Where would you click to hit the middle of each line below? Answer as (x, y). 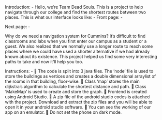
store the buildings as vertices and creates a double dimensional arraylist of (81, 76)
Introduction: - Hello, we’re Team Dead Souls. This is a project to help (74, 7)
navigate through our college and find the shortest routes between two (75, 12)
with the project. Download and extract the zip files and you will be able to (79, 102)
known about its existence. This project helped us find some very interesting (81, 57)
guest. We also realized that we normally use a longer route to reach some (79, 46)
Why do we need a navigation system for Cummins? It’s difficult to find (75, 36)
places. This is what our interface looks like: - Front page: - (64, 17)
